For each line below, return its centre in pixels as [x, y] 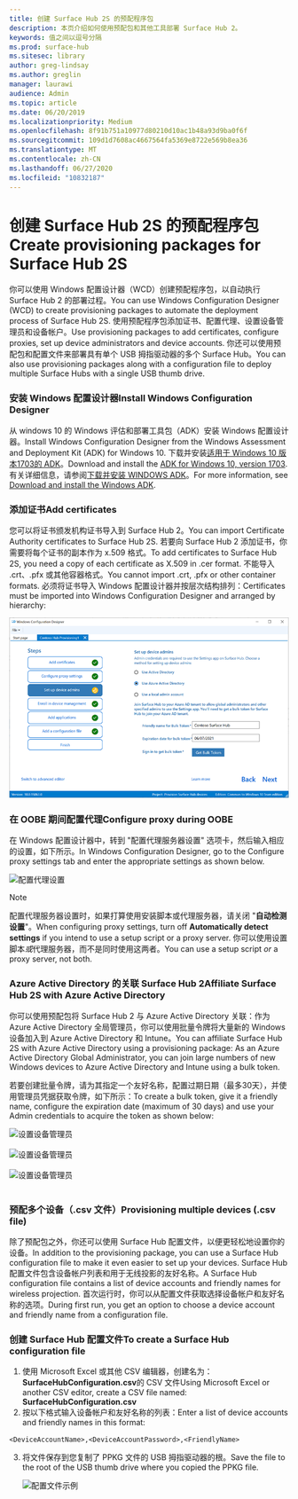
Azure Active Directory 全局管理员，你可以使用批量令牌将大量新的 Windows [147, 1027]
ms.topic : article [43, 103]
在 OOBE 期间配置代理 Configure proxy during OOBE [121, 820]
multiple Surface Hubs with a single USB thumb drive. [107, 373]
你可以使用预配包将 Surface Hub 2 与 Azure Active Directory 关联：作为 [140, 1016]
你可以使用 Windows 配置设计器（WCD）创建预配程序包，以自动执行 [135, 289]
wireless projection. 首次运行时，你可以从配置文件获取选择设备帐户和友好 [143, 1294]
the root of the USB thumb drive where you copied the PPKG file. [140, 1467]
